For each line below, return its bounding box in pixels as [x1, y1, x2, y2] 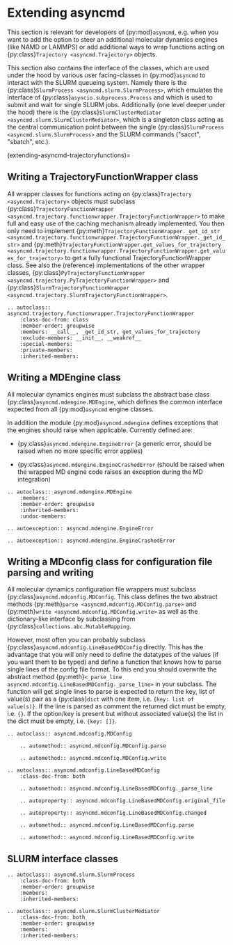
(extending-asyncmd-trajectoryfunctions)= [7, 151, 131, 159]
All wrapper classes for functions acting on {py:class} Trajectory [7, 189, 193, 198]
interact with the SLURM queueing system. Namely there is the [7, 78, 187, 86]
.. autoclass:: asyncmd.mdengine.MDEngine [7, 489, 132, 495]
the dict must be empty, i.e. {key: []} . [7, 717, 117, 725]
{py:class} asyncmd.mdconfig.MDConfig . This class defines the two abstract [7, 593, 218, 601]
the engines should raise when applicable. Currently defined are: [7, 426, 193, 434]
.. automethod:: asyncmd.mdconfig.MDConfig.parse [19, 742, 167, 749]
